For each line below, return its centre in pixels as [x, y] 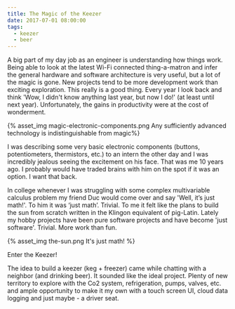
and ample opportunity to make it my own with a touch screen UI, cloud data [117, 291]
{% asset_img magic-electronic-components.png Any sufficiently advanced [117, 126]
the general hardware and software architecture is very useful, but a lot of [114, 75]
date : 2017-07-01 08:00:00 [47, 20]
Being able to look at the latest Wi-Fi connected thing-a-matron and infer [113, 67]
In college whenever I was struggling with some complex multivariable [109, 190]
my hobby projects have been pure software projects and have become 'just [117, 220]
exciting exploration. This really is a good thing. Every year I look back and [115, 90]
